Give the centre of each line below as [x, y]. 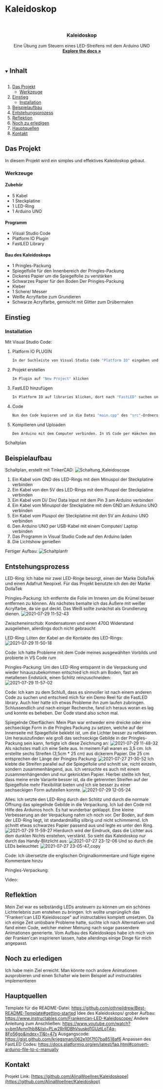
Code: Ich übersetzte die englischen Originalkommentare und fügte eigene [80, 855]
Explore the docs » [82, 51]
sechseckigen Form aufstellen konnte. [43, 790]
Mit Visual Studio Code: [28, 342]
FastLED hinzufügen [32, 388]
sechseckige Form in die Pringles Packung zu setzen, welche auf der [74, 728]
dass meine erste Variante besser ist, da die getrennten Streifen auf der [77, 780]
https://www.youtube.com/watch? [96, 1023]
